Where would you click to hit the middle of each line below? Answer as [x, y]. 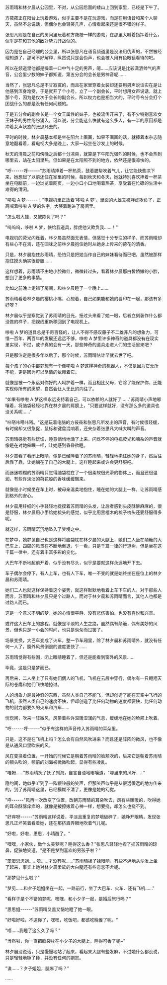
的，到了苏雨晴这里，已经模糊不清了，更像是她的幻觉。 [62, 789]
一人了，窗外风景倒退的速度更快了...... [48, 647]
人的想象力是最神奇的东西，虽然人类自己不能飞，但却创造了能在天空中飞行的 [83, 695]
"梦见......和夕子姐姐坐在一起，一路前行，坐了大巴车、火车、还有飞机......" [80, 888]
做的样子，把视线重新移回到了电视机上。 [51, 322]
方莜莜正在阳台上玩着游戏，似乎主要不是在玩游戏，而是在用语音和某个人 [79, 18]
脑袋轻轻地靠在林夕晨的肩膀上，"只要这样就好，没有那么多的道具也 [91, 406]
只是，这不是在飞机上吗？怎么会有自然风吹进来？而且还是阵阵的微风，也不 [81, 739]
